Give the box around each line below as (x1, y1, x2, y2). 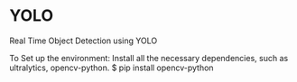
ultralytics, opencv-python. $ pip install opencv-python (9, 62, 214, 73)
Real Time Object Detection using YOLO (9, 35, 158, 46)
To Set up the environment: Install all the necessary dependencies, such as (9, 52, 289, 63)
